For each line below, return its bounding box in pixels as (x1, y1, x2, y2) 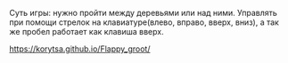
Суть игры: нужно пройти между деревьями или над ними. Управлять (9, 8, 278, 18)
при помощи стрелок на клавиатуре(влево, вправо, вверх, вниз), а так (9, 17, 279, 28)
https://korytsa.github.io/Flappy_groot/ (9, 43, 151, 54)
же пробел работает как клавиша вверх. (9, 27, 164, 36)
